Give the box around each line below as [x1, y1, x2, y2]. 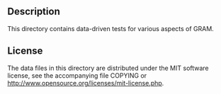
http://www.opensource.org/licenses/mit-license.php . [7, 78, 164, 87]
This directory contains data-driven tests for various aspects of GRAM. [7, 24, 214, 33]
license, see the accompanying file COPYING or [7, 71, 147, 80]
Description [7, 6, 60, 18]
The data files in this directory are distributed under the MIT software [7, 64, 209, 72]
